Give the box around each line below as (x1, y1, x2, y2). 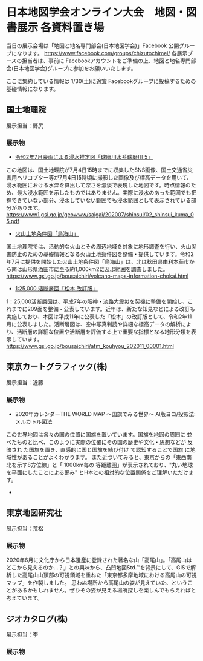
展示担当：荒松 (6, 525, 43, 532)
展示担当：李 (6, 631, 38, 639)
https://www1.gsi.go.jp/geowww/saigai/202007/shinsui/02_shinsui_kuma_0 (6, 211, 195, 218)
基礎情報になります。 (6, 85, 59, 92)
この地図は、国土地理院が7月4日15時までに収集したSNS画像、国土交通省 (6, 166, 188, 173)
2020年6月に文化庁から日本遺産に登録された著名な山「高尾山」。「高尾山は (6, 556, 192, 564)
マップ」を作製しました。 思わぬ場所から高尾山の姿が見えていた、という (6, 579, 188, 586)
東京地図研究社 (6, 508, 62, 518)
